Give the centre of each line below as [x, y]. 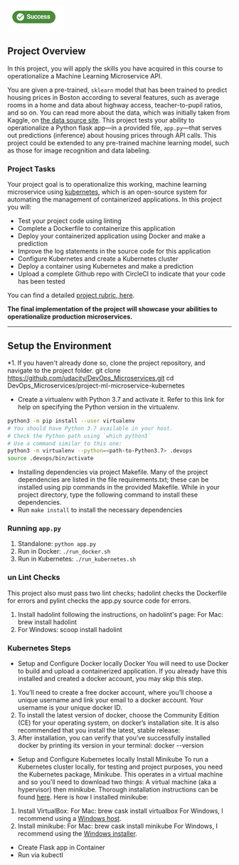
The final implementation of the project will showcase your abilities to [113, 309]
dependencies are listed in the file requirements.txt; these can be [113, 480]
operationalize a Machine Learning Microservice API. [85, 76]
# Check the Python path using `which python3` [79, 436]
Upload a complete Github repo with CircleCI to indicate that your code [122, 274]
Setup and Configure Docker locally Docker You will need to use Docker [123, 663]
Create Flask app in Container [61, 848]
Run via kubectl [41, 855]
